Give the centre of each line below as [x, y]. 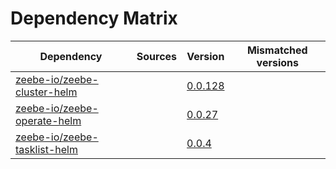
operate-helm [48, 120]
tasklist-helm [47, 149]
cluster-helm [46, 92]
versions [277, 62]
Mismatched [277, 50]
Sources [157, 56]
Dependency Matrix [94, 18]
